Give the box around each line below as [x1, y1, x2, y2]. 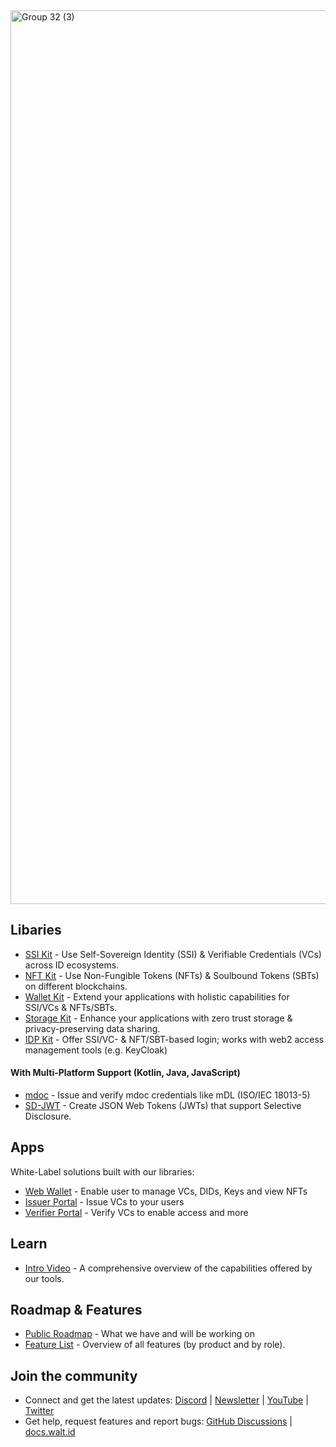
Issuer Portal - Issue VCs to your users [24, 1195, 185, 1208]
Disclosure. [24, 1110, 72, 1123]
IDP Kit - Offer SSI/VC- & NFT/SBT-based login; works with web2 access [24, 1033, 325, 1045]
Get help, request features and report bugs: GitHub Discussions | [24, 1415, 293, 1428]
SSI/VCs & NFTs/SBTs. [24, 1001, 118, 1013]
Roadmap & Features [10, 1302, 143, 1319]
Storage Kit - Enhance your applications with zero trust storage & [24, 1012, 293, 1024]
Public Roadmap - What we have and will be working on [24, 1328, 255, 1340]
